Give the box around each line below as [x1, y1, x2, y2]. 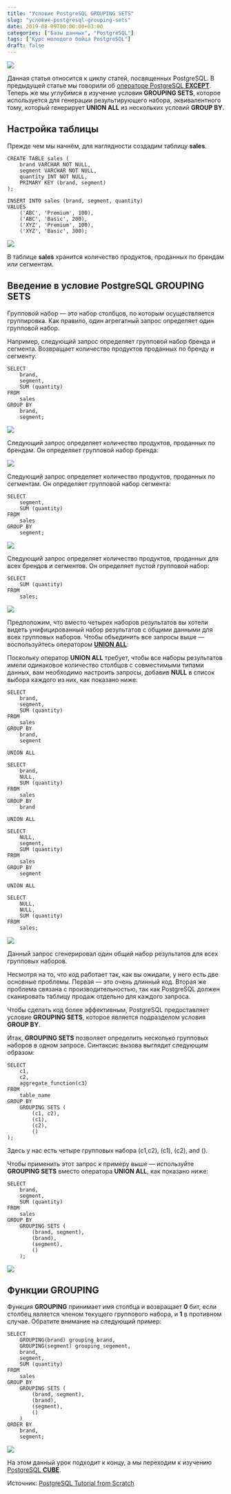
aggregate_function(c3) [19, 1080, 88, 1087]
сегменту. [7, 351, 37, 360]
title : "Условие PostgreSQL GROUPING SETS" [7, 10, 134, 17]
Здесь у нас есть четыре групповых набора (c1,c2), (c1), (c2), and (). [7, 1146, 208, 1154]
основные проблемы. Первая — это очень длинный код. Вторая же [7, 978, 207, 986]
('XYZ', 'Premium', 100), [19, 222, 94, 229]
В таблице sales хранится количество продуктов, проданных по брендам [7, 253, 224, 261]
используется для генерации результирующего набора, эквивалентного [7, 96, 221, 104]
